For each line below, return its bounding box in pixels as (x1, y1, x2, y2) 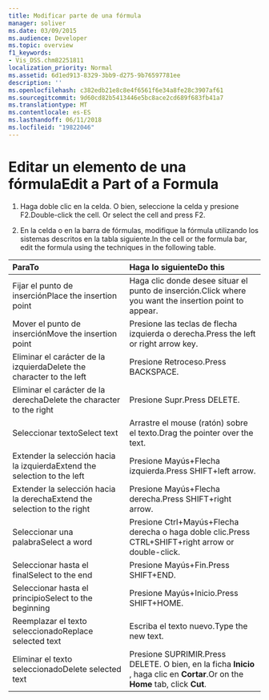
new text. (129, 630, 164, 642)
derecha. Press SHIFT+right (129, 493, 232, 505)
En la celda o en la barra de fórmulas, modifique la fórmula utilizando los (19, 225, 259, 235)
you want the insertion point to (129, 295, 244, 306)
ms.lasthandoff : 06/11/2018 (8, 116, 102, 124)
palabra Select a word (12, 536, 93, 547)
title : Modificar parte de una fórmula (8, 11, 142, 20)
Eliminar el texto (12, 654, 73, 665)
